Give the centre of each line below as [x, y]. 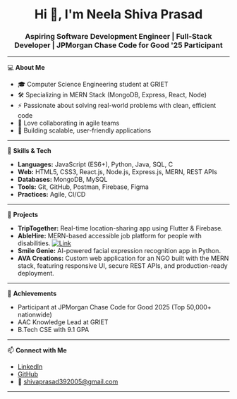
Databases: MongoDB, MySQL [62, 180]
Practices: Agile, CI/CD [51, 195]
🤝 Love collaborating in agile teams [68, 123]
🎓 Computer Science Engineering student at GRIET [93, 85]
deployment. [36, 274]
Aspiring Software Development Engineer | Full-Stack [119, 37]
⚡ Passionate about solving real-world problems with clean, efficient [117, 106]
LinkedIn [30, 367]
